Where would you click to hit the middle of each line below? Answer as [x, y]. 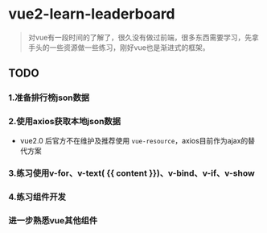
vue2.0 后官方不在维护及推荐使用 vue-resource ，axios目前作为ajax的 [134, 140]
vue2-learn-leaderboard [92, 14]
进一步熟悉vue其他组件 [53, 221]
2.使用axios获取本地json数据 [65, 122]
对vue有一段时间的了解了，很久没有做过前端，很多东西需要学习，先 [140, 37]
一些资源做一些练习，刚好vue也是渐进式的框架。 [130, 47]
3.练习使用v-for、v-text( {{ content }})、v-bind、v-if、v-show [131, 173]
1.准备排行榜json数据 [49, 98]
